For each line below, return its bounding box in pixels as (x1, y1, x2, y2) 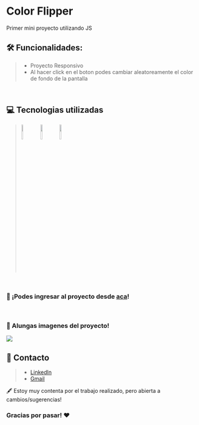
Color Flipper (6, 4, 73, 18)
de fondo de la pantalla (30, 75, 88, 82)
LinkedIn (30, 369, 52, 376)
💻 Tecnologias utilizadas (6, 105, 104, 115)
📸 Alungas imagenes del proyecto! (6, 321, 110, 330)
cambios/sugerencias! (6, 396, 62, 403)
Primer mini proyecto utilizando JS (6, 24, 92, 32)
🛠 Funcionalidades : (6, 42, 83, 53)
